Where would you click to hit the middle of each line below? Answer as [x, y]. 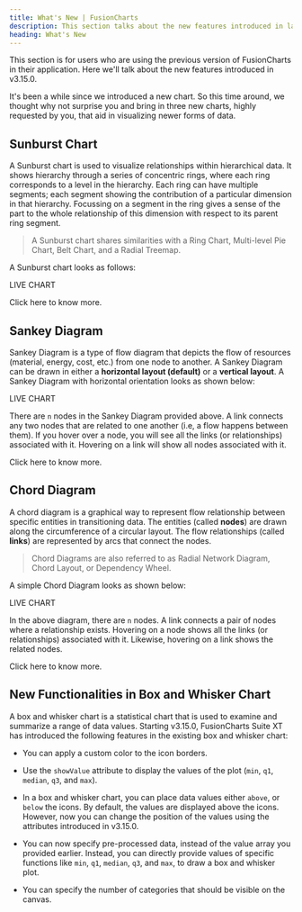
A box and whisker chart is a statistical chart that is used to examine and [143, 716]
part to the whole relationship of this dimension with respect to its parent [144, 213]
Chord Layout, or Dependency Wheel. [101, 567]
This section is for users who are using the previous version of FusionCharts [151, 60]
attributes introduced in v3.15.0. [80, 826]
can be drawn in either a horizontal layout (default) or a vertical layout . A [147, 371]
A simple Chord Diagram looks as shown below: [98, 585]
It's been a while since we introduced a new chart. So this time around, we [147, 96]
